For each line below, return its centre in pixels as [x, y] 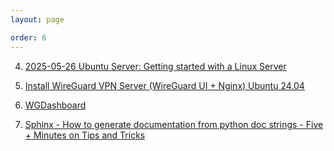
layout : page [37, 19]
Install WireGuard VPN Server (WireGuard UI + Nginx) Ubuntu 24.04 [164, 85]
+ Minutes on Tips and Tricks [85, 135]
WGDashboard [55, 105]
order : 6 [28, 37]
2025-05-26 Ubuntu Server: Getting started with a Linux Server [155, 66]
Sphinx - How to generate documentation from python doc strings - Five [174, 124]
